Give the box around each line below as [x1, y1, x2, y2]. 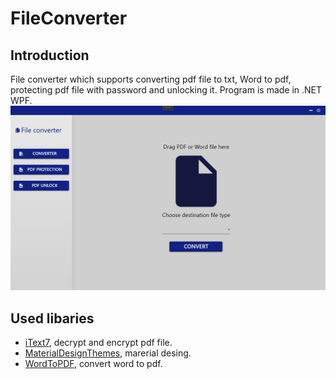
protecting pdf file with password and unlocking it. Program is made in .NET [10, 84, 323, 96]
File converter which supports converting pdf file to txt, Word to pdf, [10, 73, 292, 85]
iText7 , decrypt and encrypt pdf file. [24, 337, 173, 349]
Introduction [10, 47, 90, 64]
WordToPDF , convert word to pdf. [24, 358, 163, 370]
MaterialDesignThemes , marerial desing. [24, 347, 192, 359]
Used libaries [10, 310, 95, 327]
